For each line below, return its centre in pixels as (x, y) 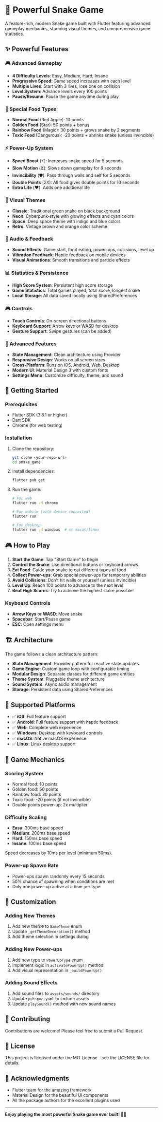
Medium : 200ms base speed (41, 833)
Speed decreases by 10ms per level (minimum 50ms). (59, 853)
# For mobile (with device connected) (51, 512)
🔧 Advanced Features (31, 344)
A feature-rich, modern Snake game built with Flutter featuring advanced (78, 23)
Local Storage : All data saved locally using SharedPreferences (74, 296)
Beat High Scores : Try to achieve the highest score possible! (73, 591)
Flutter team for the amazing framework (52, 1090)
